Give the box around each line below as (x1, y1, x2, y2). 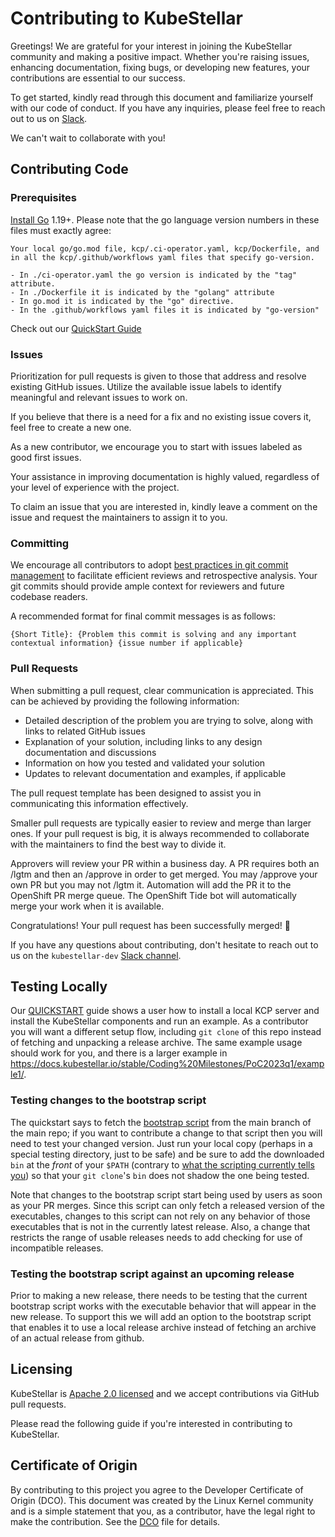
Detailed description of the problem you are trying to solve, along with (24, 714, 314, 726)
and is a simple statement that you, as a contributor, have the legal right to (10, 1505, 316, 1517)
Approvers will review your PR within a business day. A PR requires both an (10, 857, 320, 869)
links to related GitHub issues (24, 725, 146, 737)
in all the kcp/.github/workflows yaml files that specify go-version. (10, 252, 315, 262)
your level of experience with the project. (10, 481, 180, 493)
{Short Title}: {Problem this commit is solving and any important (10, 630, 298, 640)
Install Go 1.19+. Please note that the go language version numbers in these (10, 213, 320, 226)
